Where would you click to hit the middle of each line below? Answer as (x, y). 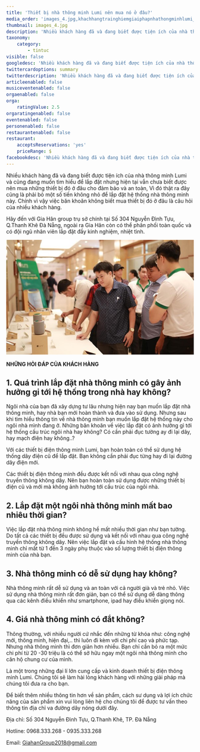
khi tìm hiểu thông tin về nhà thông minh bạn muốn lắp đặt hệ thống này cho (100, 419)
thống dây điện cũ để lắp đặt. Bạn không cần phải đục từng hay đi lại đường (99, 456)
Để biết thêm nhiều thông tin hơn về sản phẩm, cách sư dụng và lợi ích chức (99, 695)
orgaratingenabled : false (38, 114)
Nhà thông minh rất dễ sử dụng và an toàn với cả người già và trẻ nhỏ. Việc (98, 588)
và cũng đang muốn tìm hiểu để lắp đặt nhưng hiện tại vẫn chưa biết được (96, 182)
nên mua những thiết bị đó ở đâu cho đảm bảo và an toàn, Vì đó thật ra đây (98, 188)
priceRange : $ (34, 152)
